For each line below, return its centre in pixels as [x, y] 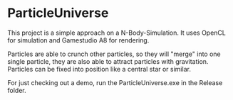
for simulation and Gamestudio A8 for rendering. [78, 40]
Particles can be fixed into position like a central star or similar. [99, 69]
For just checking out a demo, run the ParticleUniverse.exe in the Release [115, 82]
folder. [17, 90]
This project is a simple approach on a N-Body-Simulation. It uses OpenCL [116, 33]
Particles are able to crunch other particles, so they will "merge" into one [114, 54]
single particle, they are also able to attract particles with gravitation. [108, 61]
